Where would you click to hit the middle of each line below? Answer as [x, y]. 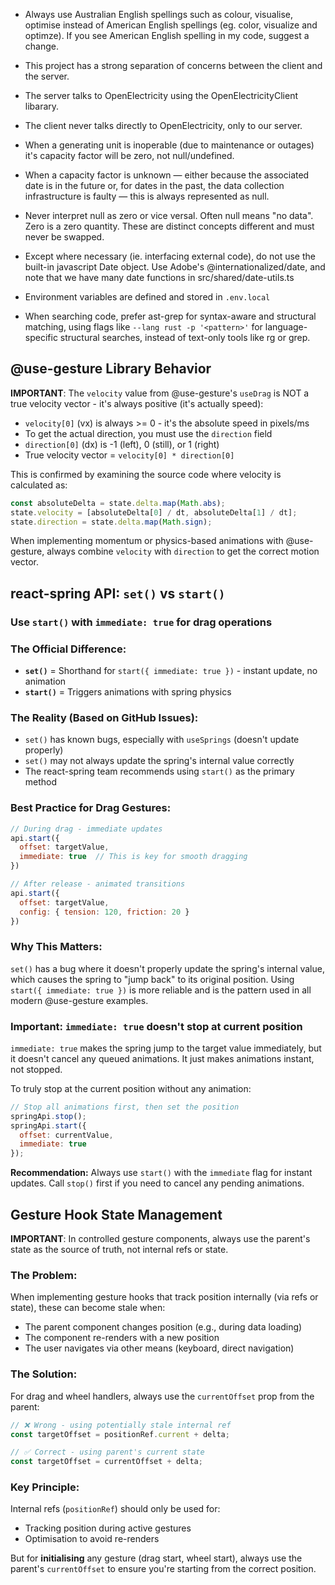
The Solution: [44, 1374]
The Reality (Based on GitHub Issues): [104, 717]
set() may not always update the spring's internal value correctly [159, 761]
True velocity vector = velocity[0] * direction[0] [129, 455]
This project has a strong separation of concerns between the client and [173, 65]
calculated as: [39, 485]
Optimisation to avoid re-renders [92, 1539]
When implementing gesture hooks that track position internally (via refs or [164, 1297]
